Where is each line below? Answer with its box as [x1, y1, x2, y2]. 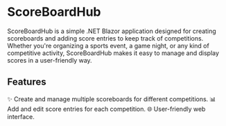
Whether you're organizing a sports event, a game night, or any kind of [7, 41, 209, 50]
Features [7, 76, 46, 88]
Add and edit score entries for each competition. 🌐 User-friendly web [7, 105, 206, 113]
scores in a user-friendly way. [7, 56, 92, 64]
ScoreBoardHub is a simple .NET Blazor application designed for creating [7, 27, 216, 35]
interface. [7, 112, 35, 120]
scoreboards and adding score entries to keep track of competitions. [7, 34, 204, 42]
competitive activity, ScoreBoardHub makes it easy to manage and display [7, 49, 220, 57]
